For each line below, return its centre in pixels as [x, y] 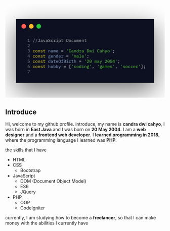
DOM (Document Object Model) [53, 181]
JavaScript [24, 176]
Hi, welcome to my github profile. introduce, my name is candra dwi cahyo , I [85, 124]
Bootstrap [30, 170]
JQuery [28, 192]
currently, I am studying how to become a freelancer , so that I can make [81, 218]
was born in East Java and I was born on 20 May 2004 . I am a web [76, 130]
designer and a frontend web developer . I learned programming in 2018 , [82, 135]
